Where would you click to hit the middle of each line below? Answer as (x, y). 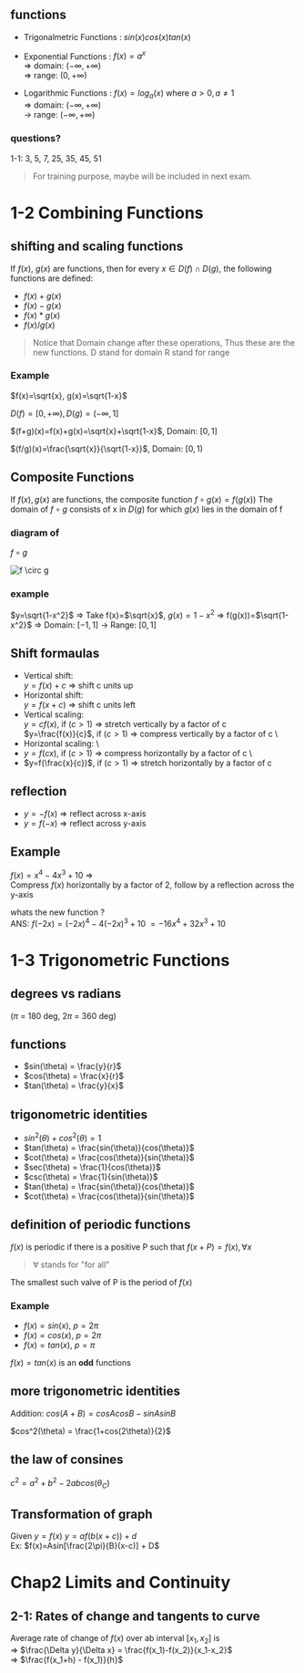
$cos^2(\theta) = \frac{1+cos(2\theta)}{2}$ (91, 1430)
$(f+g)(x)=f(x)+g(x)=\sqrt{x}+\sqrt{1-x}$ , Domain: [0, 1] (114, 431)
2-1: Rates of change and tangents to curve (135, 1616)
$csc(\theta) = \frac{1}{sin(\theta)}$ (91, 1177)
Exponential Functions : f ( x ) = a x (85, 56)
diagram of (35, 533)
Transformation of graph (81, 1514)
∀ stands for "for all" (71, 1264)
